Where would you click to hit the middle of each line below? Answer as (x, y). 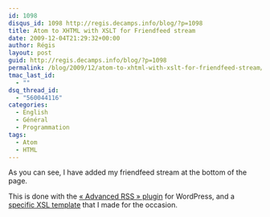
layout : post (30, 53)
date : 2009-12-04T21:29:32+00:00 (64, 38)
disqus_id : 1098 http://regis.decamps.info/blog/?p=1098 (106, 23)
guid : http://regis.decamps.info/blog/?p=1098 (88, 61)
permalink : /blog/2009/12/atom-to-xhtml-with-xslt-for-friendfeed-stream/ (136, 68)
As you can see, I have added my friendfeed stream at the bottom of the (128, 172)
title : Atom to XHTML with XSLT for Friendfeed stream (102, 30)
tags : (17, 135)
